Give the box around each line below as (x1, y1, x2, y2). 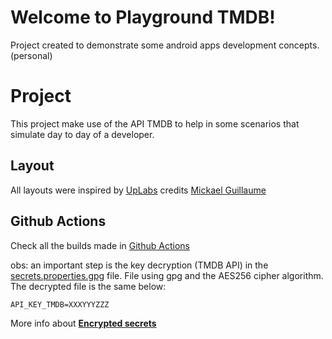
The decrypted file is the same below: (10, 280, 167, 292)
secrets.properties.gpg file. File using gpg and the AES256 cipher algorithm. (10, 269, 324, 281)
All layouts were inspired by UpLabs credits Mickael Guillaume (10, 184, 267, 196)
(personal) (10, 49, 53, 61)
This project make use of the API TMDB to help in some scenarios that (10, 117, 300, 130)
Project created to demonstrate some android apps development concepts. (10, 39, 320, 51)
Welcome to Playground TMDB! (10, 6, 276, 29)
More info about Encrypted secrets (10, 317, 157, 329)
